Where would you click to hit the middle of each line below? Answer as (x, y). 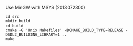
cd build (14, 26)
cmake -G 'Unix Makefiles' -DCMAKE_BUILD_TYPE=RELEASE (64, 30)
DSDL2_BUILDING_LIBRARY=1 (32, 35)
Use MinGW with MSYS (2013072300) (45, 7)
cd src (12, 17)
